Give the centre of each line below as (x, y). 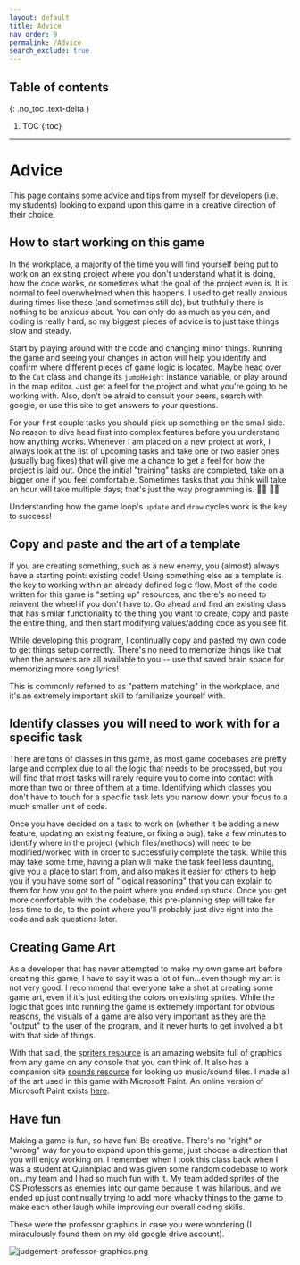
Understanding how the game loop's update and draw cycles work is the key (148, 506)
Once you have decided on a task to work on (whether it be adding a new (144, 824)
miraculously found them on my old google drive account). (117, 1234)
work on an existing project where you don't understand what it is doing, (142, 273)
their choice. (32, 214)
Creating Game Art (62, 947)
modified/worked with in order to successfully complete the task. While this (148, 852)
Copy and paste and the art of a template (125, 544)
